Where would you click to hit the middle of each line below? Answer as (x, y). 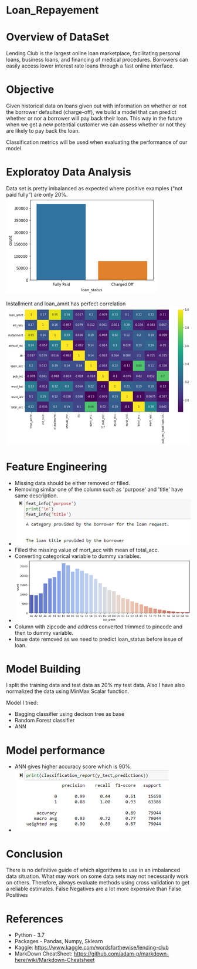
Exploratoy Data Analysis (69, 172)
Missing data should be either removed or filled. (72, 483)
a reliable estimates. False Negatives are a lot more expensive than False (94, 889)
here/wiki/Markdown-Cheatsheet (55, 960)
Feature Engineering (57, 467)
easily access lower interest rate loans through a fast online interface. (90, 66)
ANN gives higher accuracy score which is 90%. (73, 766)
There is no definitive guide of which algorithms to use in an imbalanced (93, 870)
